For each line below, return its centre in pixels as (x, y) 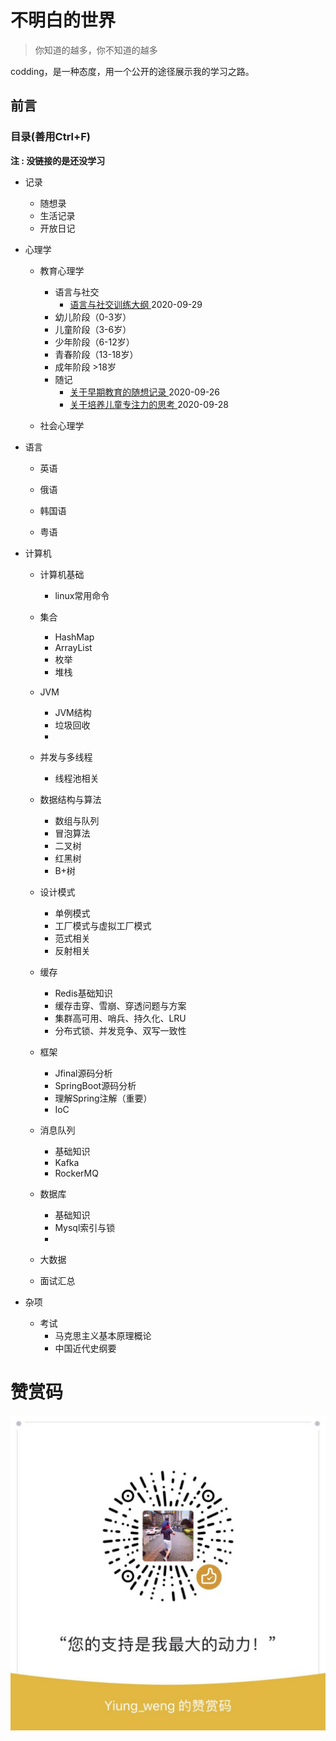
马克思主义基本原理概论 (103, 1335)
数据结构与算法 (70, 799)
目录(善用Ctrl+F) (50, 137)
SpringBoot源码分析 (95, 1085)
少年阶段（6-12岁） (94, 342)
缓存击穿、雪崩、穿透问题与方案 (120, 1005)
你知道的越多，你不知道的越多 (96, 50)
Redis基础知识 (83, 993)
